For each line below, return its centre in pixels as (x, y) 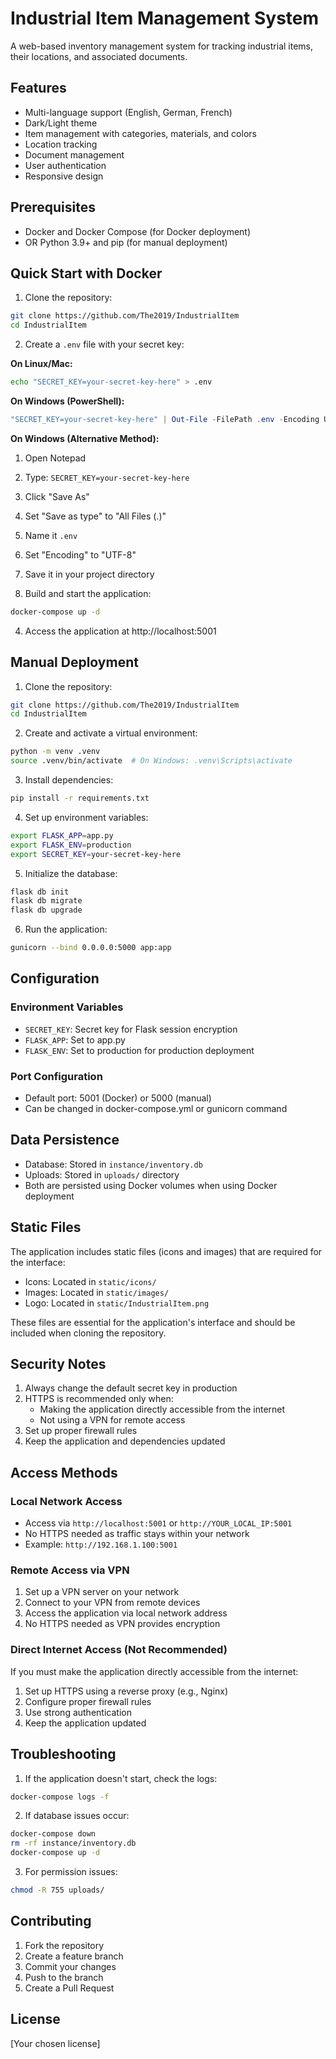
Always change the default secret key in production (131, 1388)
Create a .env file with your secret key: (104, 344)
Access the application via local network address (126, 1613)
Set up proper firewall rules (81, 1431)
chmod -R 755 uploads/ (57, 1890)
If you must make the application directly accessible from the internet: (154, 1671)
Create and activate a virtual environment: (111, 733)
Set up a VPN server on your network (102, 1592)
